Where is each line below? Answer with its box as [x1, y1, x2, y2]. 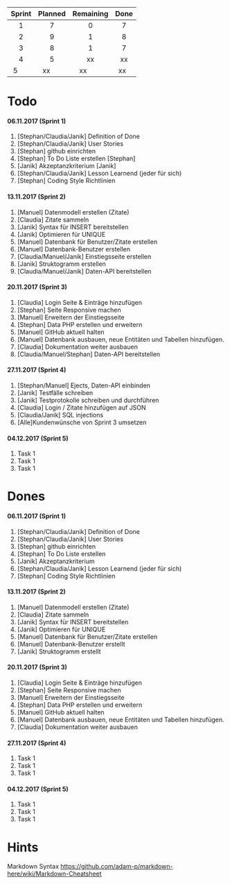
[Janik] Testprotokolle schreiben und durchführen [17, 396, 159, 404]
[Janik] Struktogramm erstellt [17, 647, 101, 656]
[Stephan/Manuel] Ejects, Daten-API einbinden [17, 381, 151, 390]
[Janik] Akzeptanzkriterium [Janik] [17, 162, 116, 170]
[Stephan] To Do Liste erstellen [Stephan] [17, 154, 136, 162]
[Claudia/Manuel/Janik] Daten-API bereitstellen [17, 267, 152, 275]
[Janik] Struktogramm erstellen [17, 260, 106, 268]
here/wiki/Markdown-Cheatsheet [7, 869, 102, 878]
